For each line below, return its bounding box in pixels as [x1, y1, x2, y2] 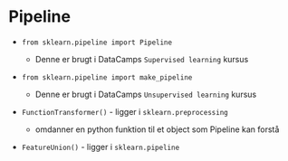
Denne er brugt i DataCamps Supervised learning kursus [34, 53, 249, 64]
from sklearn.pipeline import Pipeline [21, 38, 173, 47]
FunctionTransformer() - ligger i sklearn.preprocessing [21, 106, 228, 117]
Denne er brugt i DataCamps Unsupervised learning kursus [34, 89, 257, 99]
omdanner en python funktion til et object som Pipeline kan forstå [34, 124, 280, 135]
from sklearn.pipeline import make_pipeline [21, 72, 193, 82]
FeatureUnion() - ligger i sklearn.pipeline [21, 141, 180, 152]
